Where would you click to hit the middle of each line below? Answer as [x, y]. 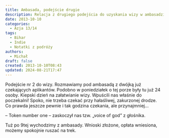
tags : [11, 33]
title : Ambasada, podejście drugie [43, 10]
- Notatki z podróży [31, 47]
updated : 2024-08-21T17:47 [33, 70]
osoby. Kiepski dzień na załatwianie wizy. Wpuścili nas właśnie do [73, 95]
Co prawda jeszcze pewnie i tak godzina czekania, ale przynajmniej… [77, 106]
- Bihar [18, 38]
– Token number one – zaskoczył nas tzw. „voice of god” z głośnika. [75, 115]
